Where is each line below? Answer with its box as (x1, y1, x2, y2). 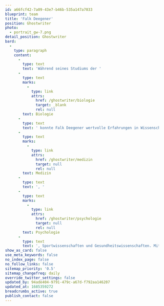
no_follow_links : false (5, 262, 54, 266)
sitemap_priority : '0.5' (5, 266, 56, 271)
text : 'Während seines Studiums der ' (22, 66, 102, 71)
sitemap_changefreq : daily (5, 271, 60, 276)
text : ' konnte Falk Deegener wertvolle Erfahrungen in (22, 125, 139, 130)
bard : (5, 39, 16, 44)
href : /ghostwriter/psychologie (36, 216, 102, 221)
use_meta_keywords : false (5, 253, 58, 258)
